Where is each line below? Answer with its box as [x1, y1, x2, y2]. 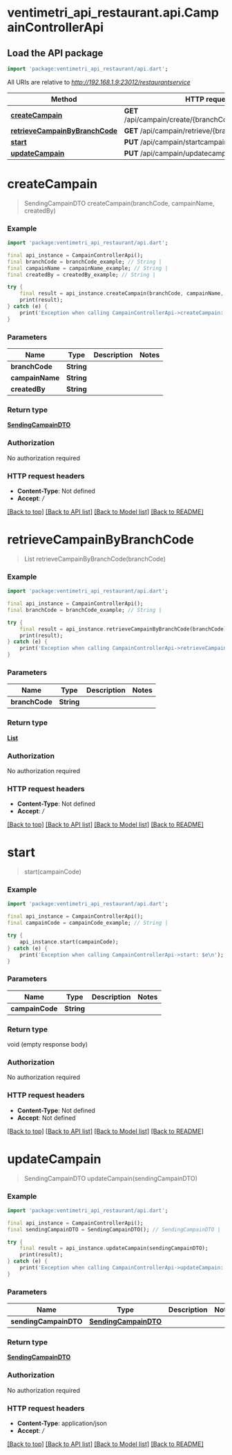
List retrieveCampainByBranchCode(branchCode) [23, 554, 166, 563]
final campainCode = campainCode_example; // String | [7, 919, 168, 927]
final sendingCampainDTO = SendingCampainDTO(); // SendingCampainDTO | [7, 1226, 221, 1233]
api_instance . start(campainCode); [19, 938, 119, 946]
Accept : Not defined [17, 1113, 76, 1122]
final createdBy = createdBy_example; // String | [7, 271, 156, 278]
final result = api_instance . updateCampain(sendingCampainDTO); [19, 1245, 209, 1252]
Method [50, 94, 77, 104]
